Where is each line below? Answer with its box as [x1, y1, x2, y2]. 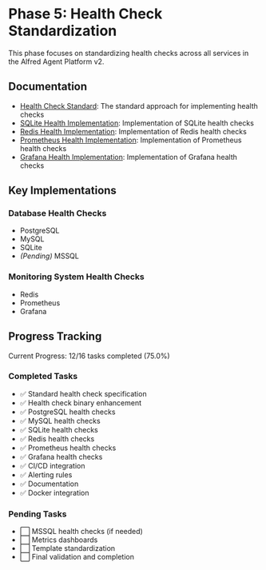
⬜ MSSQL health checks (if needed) [19, 527, 144, 536]
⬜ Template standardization [19, 544, 116, 553]
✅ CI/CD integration [19, 460, 85, 470]
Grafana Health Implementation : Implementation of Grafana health [19, 152, 237, 161]
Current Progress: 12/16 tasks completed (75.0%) [8, 351, 170, 361]
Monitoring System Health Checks [8, 271, 145, 282]
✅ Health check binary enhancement [19, 397, 142, 408]
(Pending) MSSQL [19, 251, 80, 261]
